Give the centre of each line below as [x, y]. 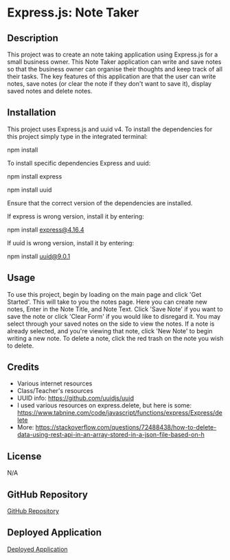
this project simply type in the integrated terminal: [77, 136]
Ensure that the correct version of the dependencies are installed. [100, 203]
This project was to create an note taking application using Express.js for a [113, 54]
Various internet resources [55, 383]
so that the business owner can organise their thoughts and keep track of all [115, 69]
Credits [23, 367]
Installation [32, 112]
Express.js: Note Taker [73, 13]
